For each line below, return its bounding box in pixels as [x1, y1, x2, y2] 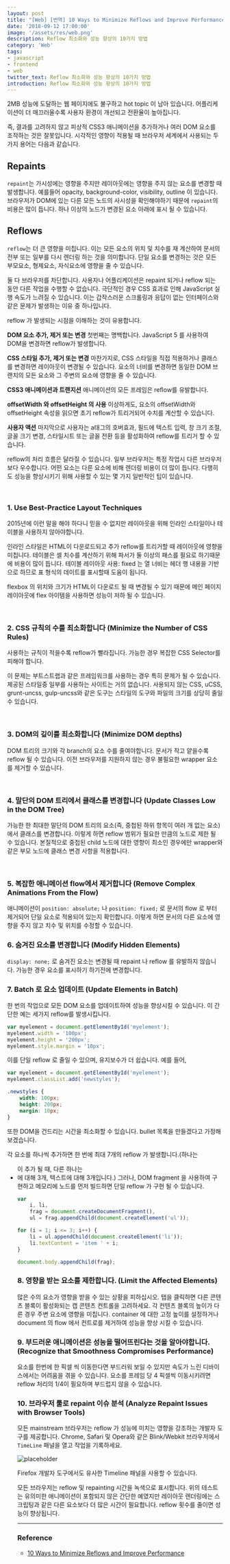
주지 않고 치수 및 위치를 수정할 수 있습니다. [19, 921, 133, 930]
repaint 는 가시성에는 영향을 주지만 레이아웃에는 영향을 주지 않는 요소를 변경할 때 [7, 179, 222, 188]
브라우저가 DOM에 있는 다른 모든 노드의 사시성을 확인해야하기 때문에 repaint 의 [7, 197, 218, 205]
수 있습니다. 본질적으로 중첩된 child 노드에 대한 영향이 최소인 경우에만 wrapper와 [7, 839, 223, 847]
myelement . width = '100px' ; [7, 1030, 88, 1037]
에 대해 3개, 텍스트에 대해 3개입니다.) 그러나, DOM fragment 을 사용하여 [16, 1173, 211, 1182]
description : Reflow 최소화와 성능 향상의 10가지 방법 [7, 36, 149, 42]
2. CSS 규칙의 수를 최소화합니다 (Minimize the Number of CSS [7, 623, 208, 633]
